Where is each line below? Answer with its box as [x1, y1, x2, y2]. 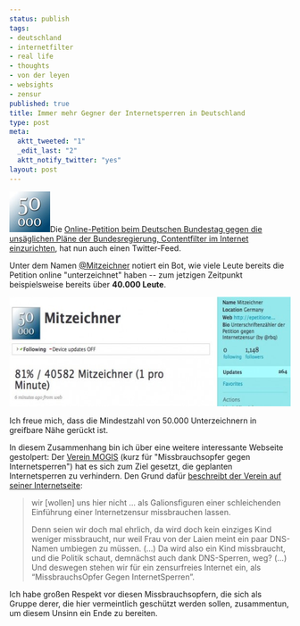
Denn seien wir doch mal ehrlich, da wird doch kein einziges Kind [30, 523, 272, 535]
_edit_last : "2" [17, 146, 78, 155]
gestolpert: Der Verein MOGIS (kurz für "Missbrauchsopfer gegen [9, 451, 251, 462]
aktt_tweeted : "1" [17, 137, 87, 146]
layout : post [9, 165, 58, 174]
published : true [9, 99, 70, 108]
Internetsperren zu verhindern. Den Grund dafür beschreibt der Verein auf [9, 470, 282, 481]
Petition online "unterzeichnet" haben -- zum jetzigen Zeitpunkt [9, 269, 243, 280]
